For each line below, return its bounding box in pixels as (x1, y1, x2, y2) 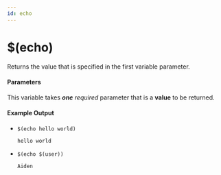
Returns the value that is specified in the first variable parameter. (7, 62, 190, 71)
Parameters (7, 78, 41, 86)
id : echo (7, 10, 32, 17)
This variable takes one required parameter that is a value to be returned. (7, 93, 215, 102)
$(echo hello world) (16, 125, 76, 132)
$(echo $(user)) (16, 150, 64, 158)
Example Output (7, 109, 55, 117)
